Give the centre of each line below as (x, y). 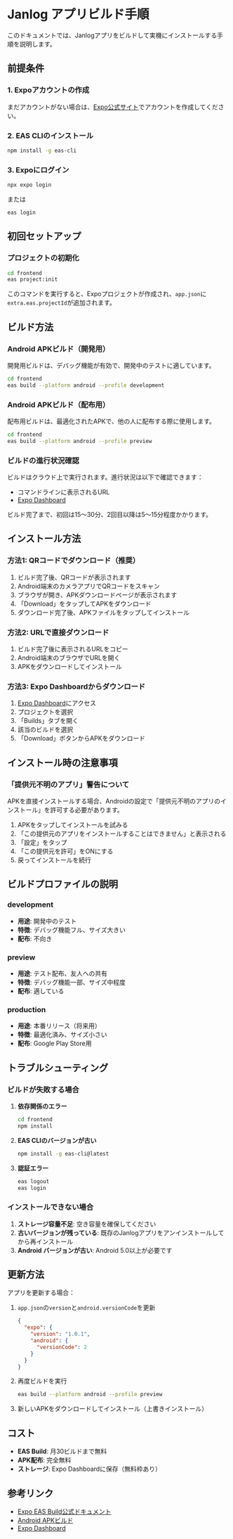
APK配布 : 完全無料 (44, 1460)
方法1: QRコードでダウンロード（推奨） (74, 561)
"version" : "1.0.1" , (60, 1334)
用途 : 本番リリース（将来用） (59, 1026)
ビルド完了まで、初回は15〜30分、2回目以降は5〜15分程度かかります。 (110, 515)
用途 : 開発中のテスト (47, 921)
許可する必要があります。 (87, 810)
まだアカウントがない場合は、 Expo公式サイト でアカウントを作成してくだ (113, 107)
